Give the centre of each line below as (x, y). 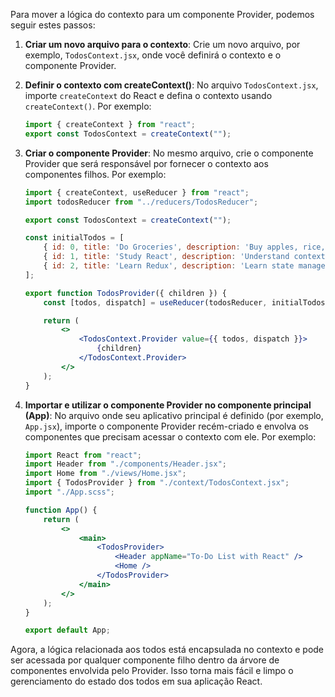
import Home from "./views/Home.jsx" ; (105, 474)
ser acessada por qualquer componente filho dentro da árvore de (145, 660)
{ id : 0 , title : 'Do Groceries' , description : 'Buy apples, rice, (184, 247)
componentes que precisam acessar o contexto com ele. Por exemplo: (170, 436)
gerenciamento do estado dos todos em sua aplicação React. (136, 681)
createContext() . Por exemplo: (88, 106)
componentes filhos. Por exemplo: (95, 174)
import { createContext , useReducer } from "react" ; (137, 192)
